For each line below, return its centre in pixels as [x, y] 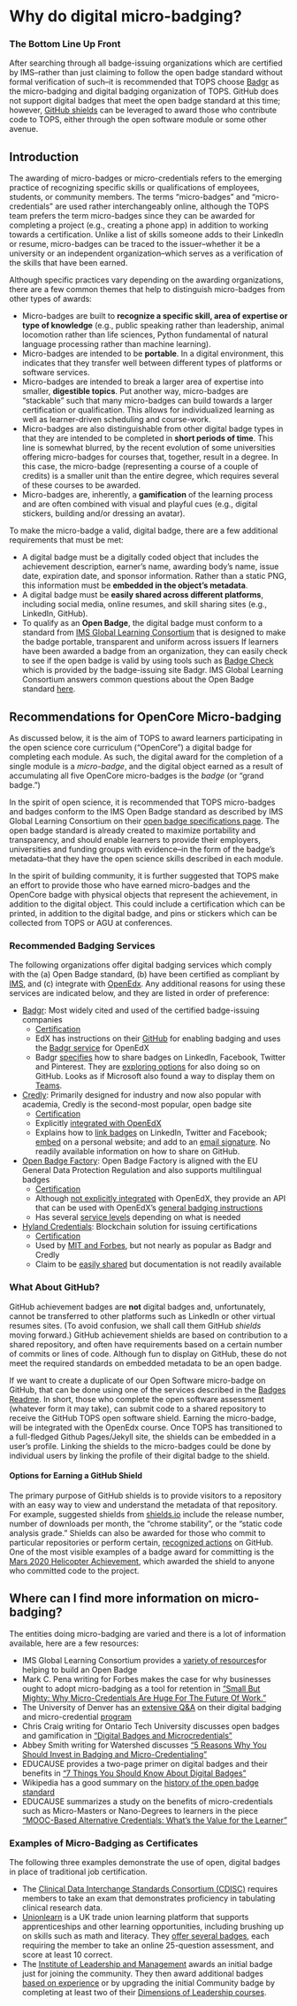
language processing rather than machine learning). [117, 344]
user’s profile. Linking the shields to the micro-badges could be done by [140, 1446]
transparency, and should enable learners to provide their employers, [135, 840]
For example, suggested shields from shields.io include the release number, [147, 1514]
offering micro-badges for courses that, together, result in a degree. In [150, 457]
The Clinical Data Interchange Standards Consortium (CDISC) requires [150, 1889]
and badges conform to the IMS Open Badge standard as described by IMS [146, 812]
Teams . [49, 1085]
